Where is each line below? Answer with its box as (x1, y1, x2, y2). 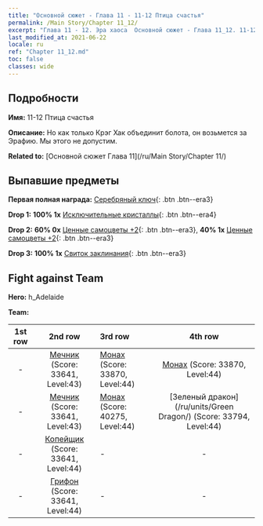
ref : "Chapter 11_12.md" (8, 48, 89, 56)
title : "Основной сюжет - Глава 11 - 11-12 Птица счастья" (8, 11, 205, 20)
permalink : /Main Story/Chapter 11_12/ (8, 19, 139, 27)
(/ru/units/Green (175, 401, 234, 412)
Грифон (50, 476, 79, 487)
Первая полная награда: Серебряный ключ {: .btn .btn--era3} (8, 195, 214, 204)
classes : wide (8, 63, 55, 71)
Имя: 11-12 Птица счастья (8, 112, 94, 122)
